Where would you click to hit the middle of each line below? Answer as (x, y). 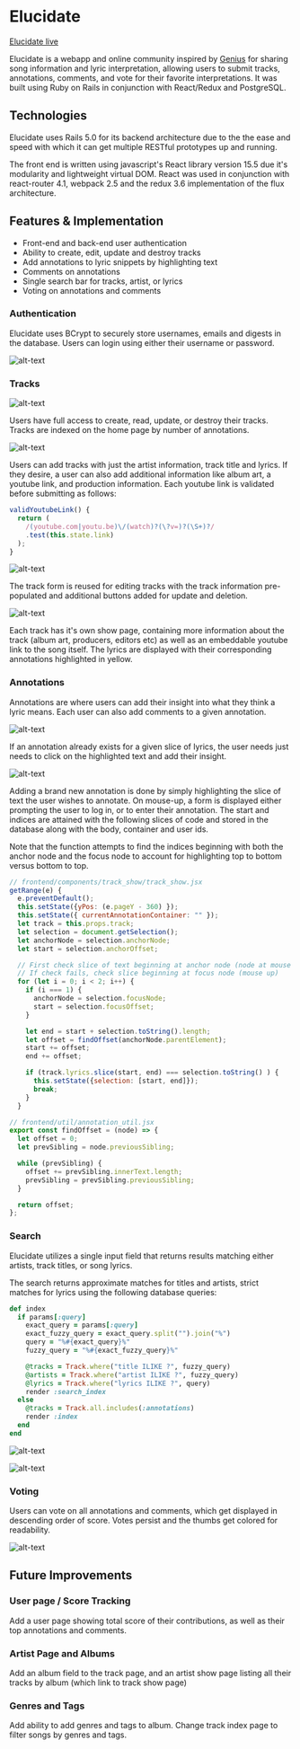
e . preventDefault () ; (56, 899)
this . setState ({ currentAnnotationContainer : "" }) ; (118, 915)
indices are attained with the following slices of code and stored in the (139, 819)
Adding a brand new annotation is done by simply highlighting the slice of (145, 791)
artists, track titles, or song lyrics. (71, 1265)
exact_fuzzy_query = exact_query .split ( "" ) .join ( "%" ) (128, 1334)
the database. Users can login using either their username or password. (142, 342)
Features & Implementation (87, 221)
